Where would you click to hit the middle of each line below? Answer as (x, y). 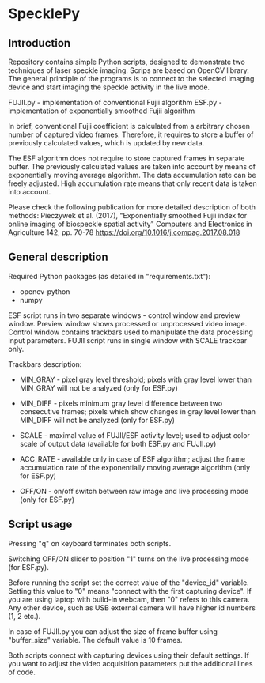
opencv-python (45, 291)
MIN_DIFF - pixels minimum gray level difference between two (121, 403)
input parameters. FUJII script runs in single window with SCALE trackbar (128, 340)
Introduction (40, 43)
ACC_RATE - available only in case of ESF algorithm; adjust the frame (132, 458)
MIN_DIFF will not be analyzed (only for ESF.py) (97, 420)
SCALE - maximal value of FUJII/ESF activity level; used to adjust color (135, 435)
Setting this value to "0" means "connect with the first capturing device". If (130, 591)
